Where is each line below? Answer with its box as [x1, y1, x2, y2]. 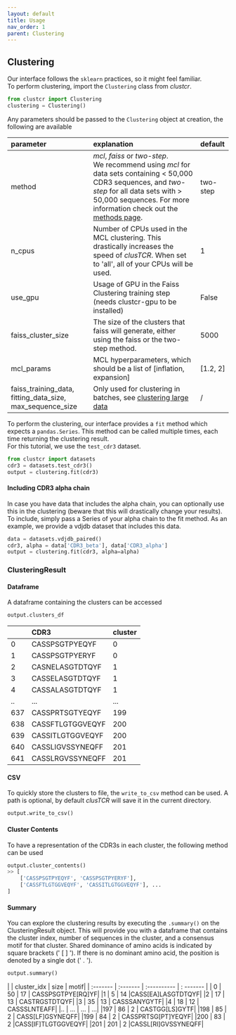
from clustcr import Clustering [7, 96, 102, 103]
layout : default [7, 10, 55, 18]
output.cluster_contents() [7, 862, 86, 869]
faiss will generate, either [93, 326, 176, 335]
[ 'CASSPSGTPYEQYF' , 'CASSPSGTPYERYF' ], [20, 875, 137, 882]
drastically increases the [93, 241, 174, 251]
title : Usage [7, 17, 46, 24]
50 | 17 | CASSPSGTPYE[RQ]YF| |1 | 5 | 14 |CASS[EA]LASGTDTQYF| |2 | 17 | [7, 990, 225, 998]
